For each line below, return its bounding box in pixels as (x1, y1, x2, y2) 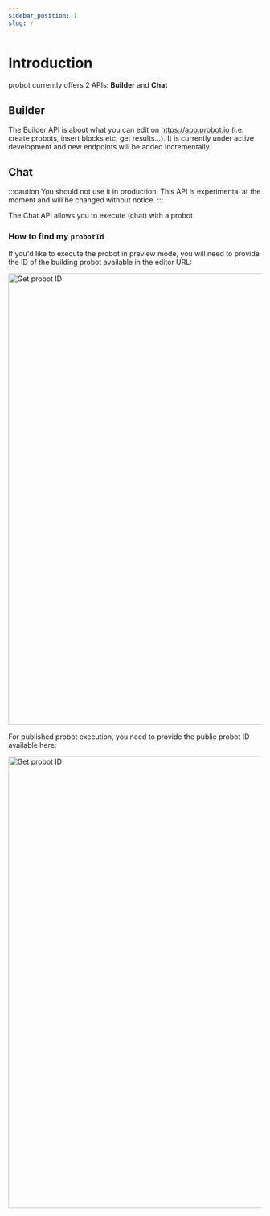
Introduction (8, 54, 93, 72)
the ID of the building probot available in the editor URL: (8, 258, 193, 267)
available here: (8, 741, 57, 750)
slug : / (8, 19, 35, 27)
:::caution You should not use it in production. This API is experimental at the (8, 186, 261, 197)
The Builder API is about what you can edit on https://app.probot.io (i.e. (8, 125, 244, 135)
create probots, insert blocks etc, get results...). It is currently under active (8, 133, 255, 143)
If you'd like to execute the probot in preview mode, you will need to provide (8, 249, 260, 259)
